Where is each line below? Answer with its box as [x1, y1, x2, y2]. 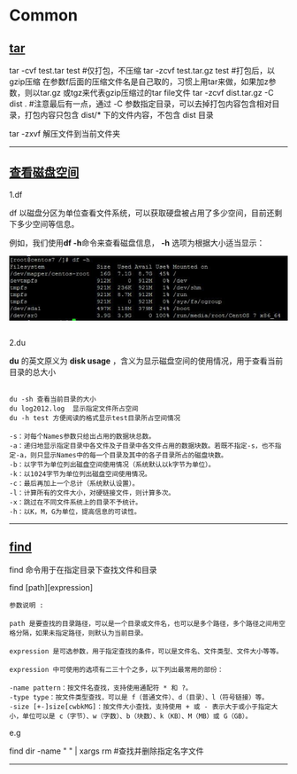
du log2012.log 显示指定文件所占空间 [9, 404, 139, 413]
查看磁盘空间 [9, 165, 80, 180]
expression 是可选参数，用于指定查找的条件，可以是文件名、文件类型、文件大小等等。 [9, 646, 283, 656]
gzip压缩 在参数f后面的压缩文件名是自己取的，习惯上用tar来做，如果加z [9, 76, 269, 87]
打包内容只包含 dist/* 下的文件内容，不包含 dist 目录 [24, 110, 214, 120]
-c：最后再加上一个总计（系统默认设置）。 [9, 479, 140, 488]
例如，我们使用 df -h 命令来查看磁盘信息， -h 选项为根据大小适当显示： [9, 237, 265, 248]
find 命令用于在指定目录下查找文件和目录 [9, 564, 157, 575]
